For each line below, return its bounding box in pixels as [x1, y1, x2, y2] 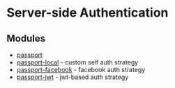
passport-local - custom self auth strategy [16, 58, 139, 67]
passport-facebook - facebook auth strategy [16, 66, 146, 73]
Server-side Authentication [6, 5, 169, 21]
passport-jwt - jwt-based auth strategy [16, 73, 129, 81]
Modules [6, 33, 46, 44]
